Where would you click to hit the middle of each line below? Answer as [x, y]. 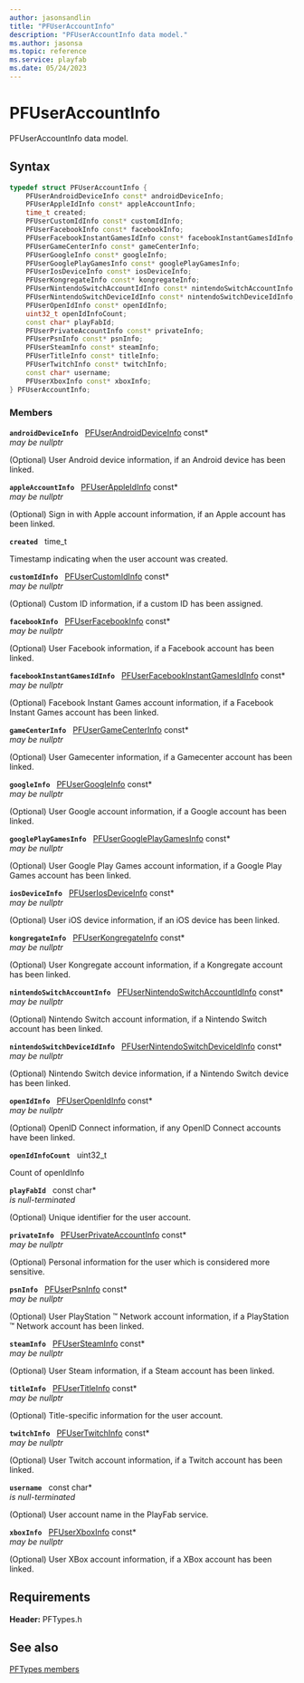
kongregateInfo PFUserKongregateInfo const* [97, 938]
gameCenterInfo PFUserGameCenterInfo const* [99, 729]
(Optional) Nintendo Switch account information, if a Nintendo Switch [138, 1019]
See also [34, 1648]
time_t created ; [57, 213]
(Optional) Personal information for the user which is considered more [140, 1262]
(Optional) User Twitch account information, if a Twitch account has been [146, 1460]
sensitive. [27, 1271]
